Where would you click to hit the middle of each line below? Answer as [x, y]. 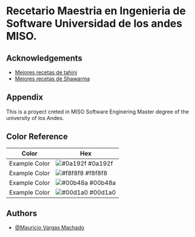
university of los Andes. [35, 118]
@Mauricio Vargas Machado [49, 227]
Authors [22, 214]
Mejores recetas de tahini [46, 72]
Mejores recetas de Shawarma [52, 79]
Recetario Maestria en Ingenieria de [96, 11]
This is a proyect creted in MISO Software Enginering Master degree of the [97, 112]
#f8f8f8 [96, 173]
